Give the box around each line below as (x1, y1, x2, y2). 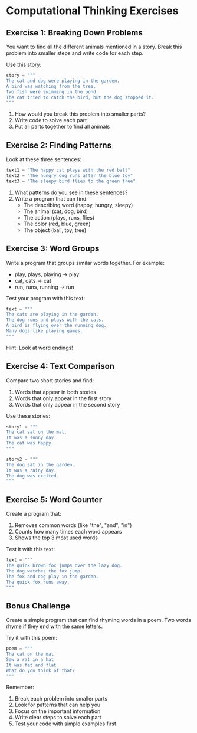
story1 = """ (6, 424, 38, 430)
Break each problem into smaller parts (14, 695, 108, 702)
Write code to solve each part (14, 117, 87, 124)
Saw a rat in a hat (6, 656, 54, 662)
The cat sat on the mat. (6, 429, 67, 435)
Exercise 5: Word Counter (6, 495, 103, 505)
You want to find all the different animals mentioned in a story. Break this (6, 43, 182, 50)
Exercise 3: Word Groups (6, 244, 100, 254)
